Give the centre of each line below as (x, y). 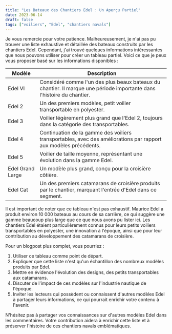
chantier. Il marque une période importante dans (98, 89)
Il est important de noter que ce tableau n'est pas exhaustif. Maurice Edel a (84, 209)
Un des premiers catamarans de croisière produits (100, 184)
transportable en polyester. (72, 110)
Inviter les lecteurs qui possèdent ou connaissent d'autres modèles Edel (89, 294)
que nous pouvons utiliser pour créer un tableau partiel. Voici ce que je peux (86, 55)
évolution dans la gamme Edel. (76, 161)
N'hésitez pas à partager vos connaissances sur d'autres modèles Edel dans (86, 315)
